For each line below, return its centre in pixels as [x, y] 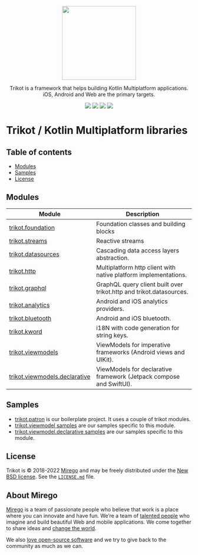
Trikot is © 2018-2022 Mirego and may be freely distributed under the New [97, 471]
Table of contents [39, 152]
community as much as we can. [45, 546]
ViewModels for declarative [134, 369]
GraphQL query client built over [140, 284]
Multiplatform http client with [136, 267]
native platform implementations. [142, 275]
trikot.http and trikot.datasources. [142, 291]
